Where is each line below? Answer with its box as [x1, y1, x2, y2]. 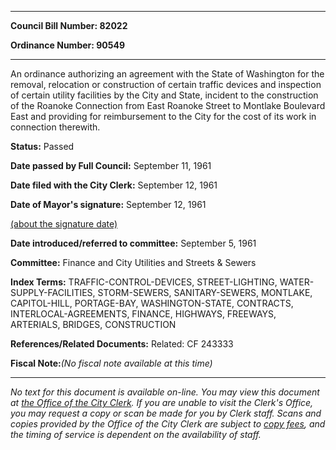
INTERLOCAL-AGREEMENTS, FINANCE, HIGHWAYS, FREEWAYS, [10, 308, 277, 320]
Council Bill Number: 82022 [10, 20, 128, 31]
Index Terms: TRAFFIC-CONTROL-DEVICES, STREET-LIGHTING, [10, 276, 278, 288]
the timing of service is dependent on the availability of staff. [10, 429, 262, 440]
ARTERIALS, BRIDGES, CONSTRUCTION [10, 319, 177, 330]
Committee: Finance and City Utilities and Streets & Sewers [10, 257, 257, 268]
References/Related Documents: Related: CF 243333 [10, 338, 234, 350]
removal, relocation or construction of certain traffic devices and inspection [10, 79, 322, 90]
